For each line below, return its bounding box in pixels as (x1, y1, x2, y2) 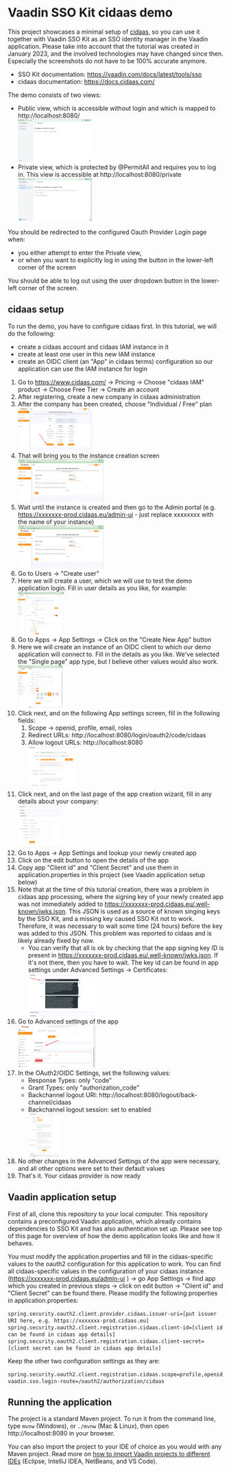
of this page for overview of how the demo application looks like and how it (8, 1231, 220, 1240)
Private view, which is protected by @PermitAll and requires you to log (17, 163, 217, 171)
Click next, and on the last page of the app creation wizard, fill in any (17, 790, 212, 798)
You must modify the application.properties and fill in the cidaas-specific (8, 1252, 213, 1260)
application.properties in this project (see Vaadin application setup (17, 870, 206, 878)
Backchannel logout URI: (27, 1090, 98, 1098)
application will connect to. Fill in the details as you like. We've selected (17, 650, 220, 658)
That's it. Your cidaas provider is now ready (17, 1171, 141, 1180)
